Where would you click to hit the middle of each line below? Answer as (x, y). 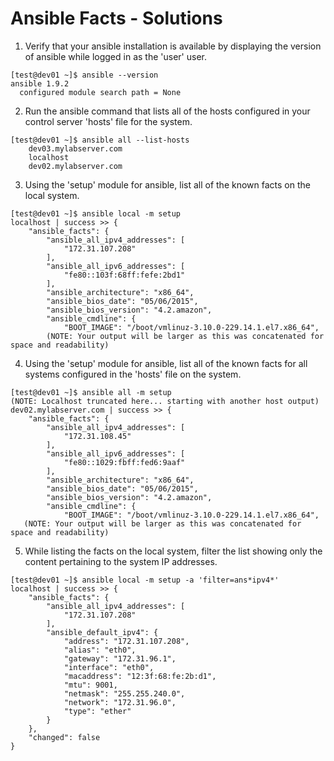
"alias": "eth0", (100, 650)
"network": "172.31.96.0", (120, 702)
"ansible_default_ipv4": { (102, 632)
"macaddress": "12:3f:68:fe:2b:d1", (140, 676)
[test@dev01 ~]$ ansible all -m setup (91, 392)
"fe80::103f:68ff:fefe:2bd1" (124, 275)
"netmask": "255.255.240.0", (124, 693)
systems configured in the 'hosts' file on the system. (133, 374)
